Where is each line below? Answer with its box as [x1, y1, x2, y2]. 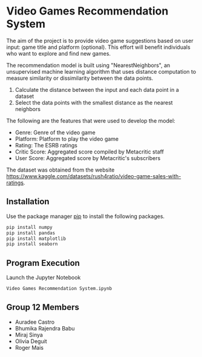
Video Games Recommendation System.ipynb [6, 286, 112, 292]
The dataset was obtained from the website [6, 166, 115, 173]
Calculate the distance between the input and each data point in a [15, 86, 180, 93]
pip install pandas [6, 230, 56, 236]
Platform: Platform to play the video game [15, 135, 119, 143]
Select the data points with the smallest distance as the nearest [15, 98, 174, 106]
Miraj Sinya [15, 331, 44, 338]
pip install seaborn [6, 241, 59, 247]
